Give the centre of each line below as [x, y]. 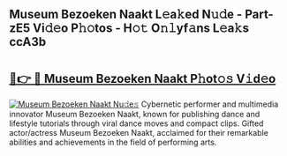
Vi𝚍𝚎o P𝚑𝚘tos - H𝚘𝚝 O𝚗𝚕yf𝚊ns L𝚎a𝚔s [141, 29]
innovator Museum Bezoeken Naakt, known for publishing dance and [135, 114]
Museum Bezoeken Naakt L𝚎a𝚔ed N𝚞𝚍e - [126, 15]
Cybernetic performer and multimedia [210, 104]
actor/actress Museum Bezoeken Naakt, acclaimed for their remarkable [139, 133]
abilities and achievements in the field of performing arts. [113, 142]
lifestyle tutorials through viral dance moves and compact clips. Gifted [136, 123]
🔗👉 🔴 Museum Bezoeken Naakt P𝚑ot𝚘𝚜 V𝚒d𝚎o [143, 78]
